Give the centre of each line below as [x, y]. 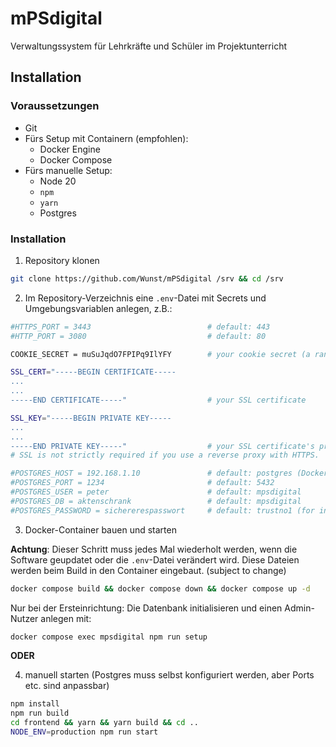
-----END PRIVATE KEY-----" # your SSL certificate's [162, 446]
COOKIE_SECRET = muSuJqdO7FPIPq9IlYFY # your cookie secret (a [160, 354]
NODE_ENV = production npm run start [84, 732]
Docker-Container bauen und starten [100, 529]
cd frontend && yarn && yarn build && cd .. [104, 723]
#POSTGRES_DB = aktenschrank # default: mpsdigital [156, 501]
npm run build [40, 713]
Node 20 [58, 181]
